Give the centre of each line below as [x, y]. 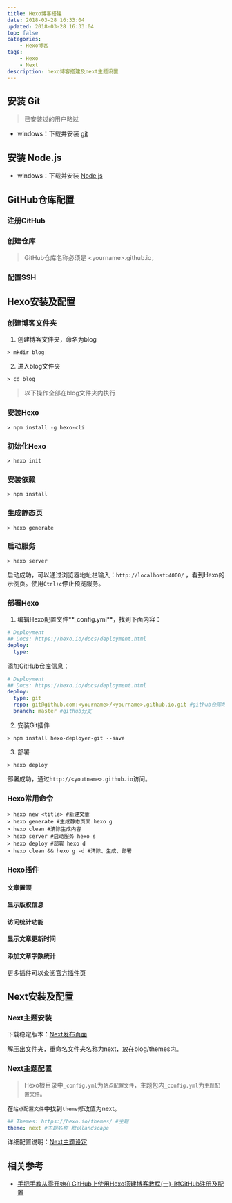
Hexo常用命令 [30, 798]
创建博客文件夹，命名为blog [57, 339]
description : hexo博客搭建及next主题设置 [63, 71]
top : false [23, 33]
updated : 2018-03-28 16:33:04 [51, 26]
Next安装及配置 [40, 997]
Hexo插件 [23, 870]
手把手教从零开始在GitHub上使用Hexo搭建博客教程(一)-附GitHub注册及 [117, 1184]
